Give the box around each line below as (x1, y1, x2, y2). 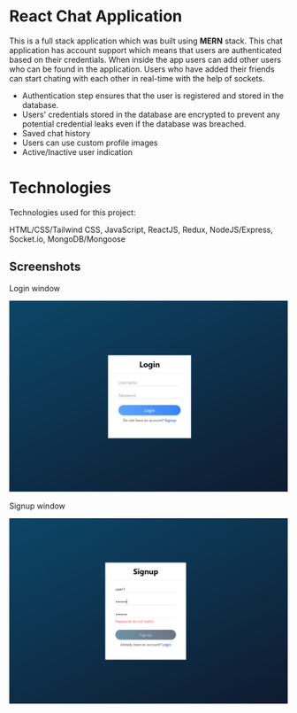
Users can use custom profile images (21, 137, 158, 148)
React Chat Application (9, 6, 183, 27)
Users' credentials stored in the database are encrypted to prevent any (21, 109, 280, 120)
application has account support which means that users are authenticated (9, 44, 282, 55)
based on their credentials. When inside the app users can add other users (9, 54, 281, 65)
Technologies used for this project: (9, 206, 136, 218)
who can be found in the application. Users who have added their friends (9, 64, 276, 74)
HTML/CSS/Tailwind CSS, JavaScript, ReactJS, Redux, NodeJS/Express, (9, 224, 274, 235)
